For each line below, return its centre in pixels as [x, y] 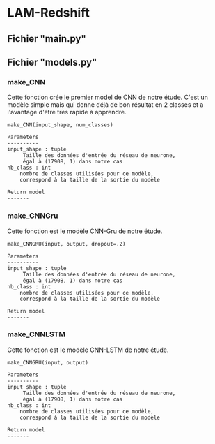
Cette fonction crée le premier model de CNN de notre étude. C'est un [108, 97]
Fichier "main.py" [47, 39]
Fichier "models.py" [52, 62]
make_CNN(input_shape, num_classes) [60, 125]
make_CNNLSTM [37, 334]
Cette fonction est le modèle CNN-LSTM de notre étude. [88, 350]
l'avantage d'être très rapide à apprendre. [67, 112]
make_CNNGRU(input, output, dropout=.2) [67, 244]
